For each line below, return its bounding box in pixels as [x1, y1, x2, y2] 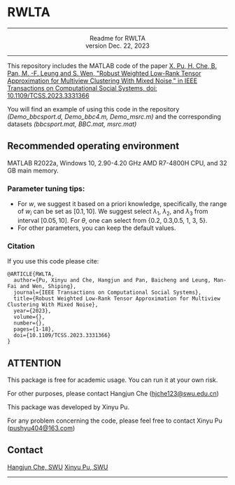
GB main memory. [7, 166, 59, 175]
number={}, [13, 320, 45, 327]
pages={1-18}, [13, 326, 55, 333]
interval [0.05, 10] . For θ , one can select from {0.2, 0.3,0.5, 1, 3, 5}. [17, 216, 208, 224]
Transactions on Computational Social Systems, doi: [7, 83, 157, 92]
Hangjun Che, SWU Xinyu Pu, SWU [7, 463, 108, 471]
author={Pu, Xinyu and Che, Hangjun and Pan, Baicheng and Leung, [13, 277, 211, 284]
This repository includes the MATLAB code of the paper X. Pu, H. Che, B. [7, 61, 218, 70]
